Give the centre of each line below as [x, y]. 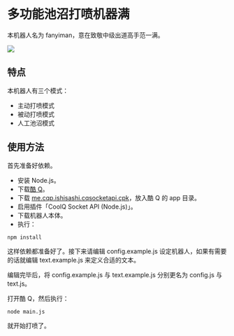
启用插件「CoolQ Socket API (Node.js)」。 [77, 206]
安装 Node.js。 [39, 180]
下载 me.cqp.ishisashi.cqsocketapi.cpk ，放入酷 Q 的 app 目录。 [109, 197]
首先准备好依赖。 [32, 165]
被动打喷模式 [36, 114]
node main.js [26, 311]
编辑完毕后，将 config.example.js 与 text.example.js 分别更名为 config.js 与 [115, 274]
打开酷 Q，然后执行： [38, 298]
